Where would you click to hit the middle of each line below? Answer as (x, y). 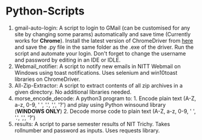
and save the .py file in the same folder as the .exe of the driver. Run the (104, 47)
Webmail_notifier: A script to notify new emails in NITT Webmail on (97, 66)
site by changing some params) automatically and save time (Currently (103, 34)
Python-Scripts (45, 11)
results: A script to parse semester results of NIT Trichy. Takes (92, 124)
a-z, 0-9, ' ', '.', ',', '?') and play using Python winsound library (90, 104)
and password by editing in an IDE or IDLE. (67, 60)
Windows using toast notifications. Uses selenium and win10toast (96, 72)
